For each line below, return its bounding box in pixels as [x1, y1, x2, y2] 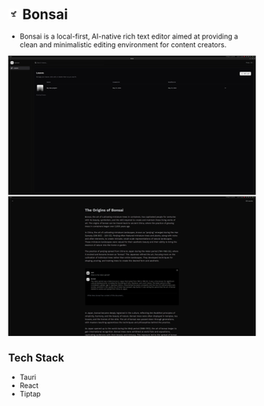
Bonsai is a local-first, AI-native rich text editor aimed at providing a [19, 31, 238, 41]
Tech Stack [8, 352, 64, 365]
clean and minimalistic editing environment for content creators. [19, 39, 227, 49]
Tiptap [19, 389, 41, 398]
